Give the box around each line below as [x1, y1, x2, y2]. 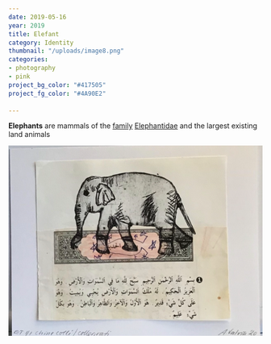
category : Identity [8, 39, 74, 47]
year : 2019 [8, 21, 45, 30]
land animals [8, 130, 51, 139]
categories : [8, 56, 48, 64]
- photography [8, 64, 56, 73]
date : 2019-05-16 [8, 13, 67, 21]
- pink [8, 73, 31, 81]
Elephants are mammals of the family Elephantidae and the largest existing [8, 121, 258, 131]
